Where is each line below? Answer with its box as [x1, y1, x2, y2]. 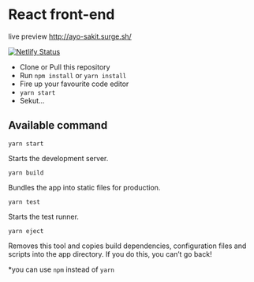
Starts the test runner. [8, 212, 79, 221]
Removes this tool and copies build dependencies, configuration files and [8, 241, 247, 250]
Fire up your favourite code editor [19, 79, 129, 88]
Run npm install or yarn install [19, 70, 127, 80]
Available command [8, 118, 108, 132]
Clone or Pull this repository [19, 62, 110, 72]
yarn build [8, 168, 44, 177]
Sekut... [19, 96, 45, 105]
